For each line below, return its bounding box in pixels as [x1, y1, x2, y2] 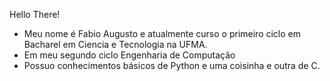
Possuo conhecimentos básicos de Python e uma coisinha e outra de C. [23, 60, 321, 71]
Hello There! [9, 9, 61, 20]
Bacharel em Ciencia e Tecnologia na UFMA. [23, 39, 208, 50]
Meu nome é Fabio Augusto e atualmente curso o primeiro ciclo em [23, 28, 301, 39]
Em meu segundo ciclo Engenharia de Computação [23, 49, 236, 61]
